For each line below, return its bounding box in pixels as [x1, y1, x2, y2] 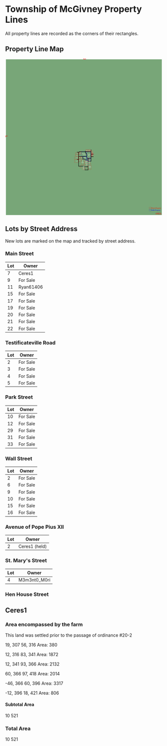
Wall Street [5, 455, 32, 462]
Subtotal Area [5, 702, 35, 708]
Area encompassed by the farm [5, 621, 83, 628]
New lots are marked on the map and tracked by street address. [5, 238, 136, 244]
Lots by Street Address [5, 225, 78, 233]
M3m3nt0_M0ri [18, 577, 51, 583]
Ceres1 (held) [18, 543, 47, 549]
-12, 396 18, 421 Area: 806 [5, 690, 59, 696]
